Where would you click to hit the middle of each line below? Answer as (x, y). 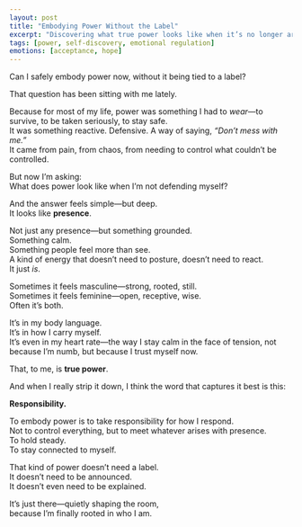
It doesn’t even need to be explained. (78, 487)
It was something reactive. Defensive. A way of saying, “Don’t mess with (144, 130)
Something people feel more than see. (80, 250)
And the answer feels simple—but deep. (84, 204)
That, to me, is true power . (59, 369)
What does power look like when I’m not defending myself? (119, 186)
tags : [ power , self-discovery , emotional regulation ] (112, 43)
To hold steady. (38, 441)
